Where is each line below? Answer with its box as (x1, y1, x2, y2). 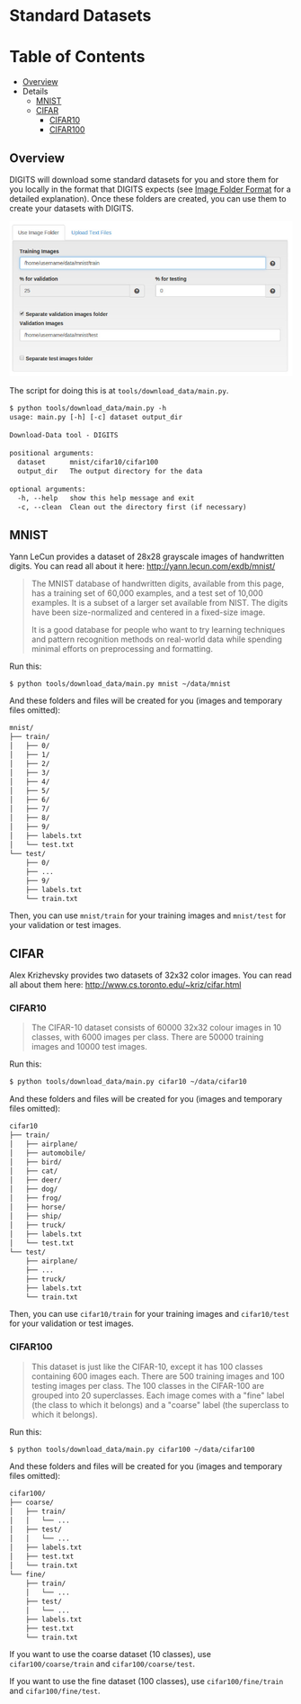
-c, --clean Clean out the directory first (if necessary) (17, 503, 247, 512)
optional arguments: (9, 485, 87, 494)
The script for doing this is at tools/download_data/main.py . (9, 385, 229, 396)
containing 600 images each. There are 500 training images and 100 (31, 1370, 285, 1382)
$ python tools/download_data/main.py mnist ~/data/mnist (9, 680, 231, 689)
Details (22, 86, 49, 97)
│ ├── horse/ (9, 1203, 66, 1212)
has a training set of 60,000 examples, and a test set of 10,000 (31, 588, 263, 599)
